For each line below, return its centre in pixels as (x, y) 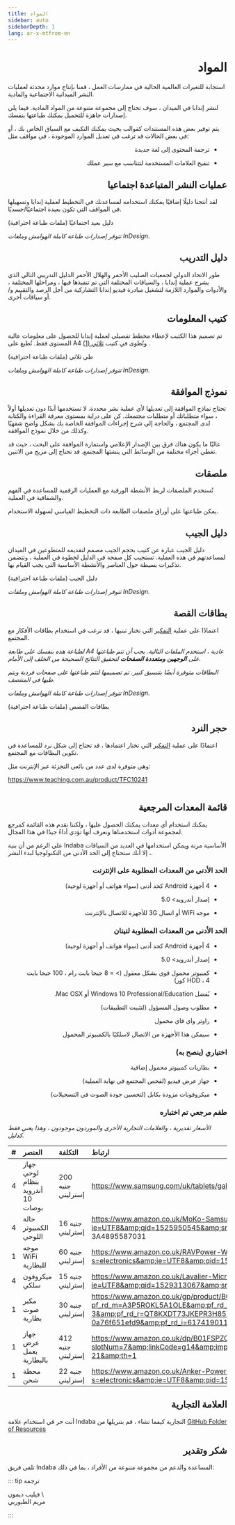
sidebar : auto (29, 20)
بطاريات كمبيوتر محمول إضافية (170, 1067)
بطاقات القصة (200, 613)
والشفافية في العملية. (35, 498)
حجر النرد (209, 728)
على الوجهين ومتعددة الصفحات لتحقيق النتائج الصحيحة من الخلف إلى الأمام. (104, 658)
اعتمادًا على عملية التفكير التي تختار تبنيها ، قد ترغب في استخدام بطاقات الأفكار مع (113, 630)
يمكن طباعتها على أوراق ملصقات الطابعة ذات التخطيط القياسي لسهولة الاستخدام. (113, 511)
